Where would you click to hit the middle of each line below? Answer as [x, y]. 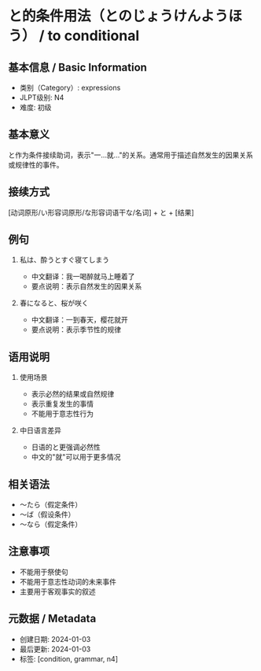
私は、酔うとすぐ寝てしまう [64, 260]
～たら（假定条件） [51, 505]
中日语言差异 [40, 430]
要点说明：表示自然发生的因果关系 [86, 286]
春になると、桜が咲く [54, 303]
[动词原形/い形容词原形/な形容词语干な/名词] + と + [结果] [101, 212]
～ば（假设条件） [47, 514]
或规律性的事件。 [36, 164]
